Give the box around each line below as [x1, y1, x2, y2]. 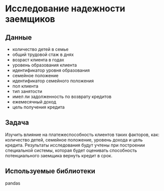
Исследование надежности [5, 3, 125, 14]
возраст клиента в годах [12, 57, 64, 62]
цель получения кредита [12, 104, 65, 110]
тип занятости [12, 89, 42, 94]
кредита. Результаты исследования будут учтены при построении [5, 142, 145, 148]
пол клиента [12, 83, 39, 89]
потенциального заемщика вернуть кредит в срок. [5, 152, 113, 158]
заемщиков [5, 13, 55, 25]
